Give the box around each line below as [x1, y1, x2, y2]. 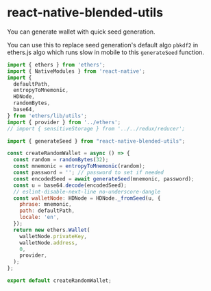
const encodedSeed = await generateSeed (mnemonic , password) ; [13, 175, 195, 183]
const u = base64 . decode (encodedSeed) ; [13, 182, 127, 189]
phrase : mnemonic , [19, 201, 72, 208]
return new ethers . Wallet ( [13, 226, 90, 233]
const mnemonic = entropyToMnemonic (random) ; [13, 163, 146, 170]
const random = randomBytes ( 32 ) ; [13, 156, 109, 163]
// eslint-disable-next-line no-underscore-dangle [13, 188, 161, 195]
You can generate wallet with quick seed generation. [7, 27, 156, 36]
